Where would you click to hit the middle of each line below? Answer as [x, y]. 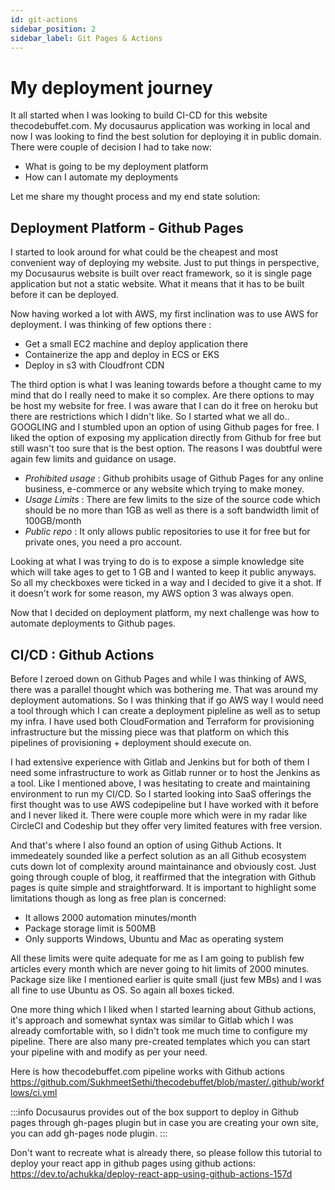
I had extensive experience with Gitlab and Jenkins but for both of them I [160, 762]
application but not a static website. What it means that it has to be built [157, 284]
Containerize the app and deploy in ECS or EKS [122, 355]
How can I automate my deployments [101, 177]
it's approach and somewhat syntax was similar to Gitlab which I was [152, 1020]
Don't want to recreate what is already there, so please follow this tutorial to [166, 1152]
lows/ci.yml [34, 1092]
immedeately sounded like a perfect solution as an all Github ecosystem [158, 855]
